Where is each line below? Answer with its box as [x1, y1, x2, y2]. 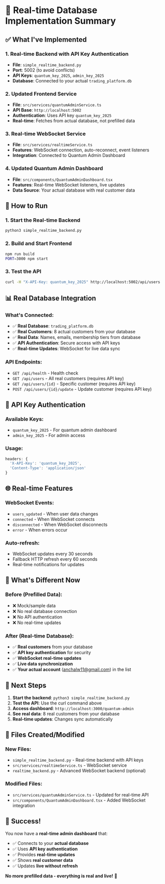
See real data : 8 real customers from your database [12, 711, 120, 717]
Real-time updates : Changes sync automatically [12, 716, 113, 722]
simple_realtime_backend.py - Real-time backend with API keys [12, 757, 144, 763]
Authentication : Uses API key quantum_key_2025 [12, 113, 112, 119]
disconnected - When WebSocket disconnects [12, 521, 108, 527]
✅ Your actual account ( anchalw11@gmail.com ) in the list [12, 666, 131, 672]
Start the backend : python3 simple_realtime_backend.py [12, 694, 130, 700]
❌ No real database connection [12, 608, 77, 614]
